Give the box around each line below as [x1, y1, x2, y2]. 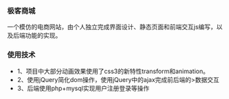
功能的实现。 [25, 31, 62, 40]
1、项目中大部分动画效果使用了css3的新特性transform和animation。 [17, 67, 210, 75]
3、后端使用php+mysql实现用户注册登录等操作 [17, 84, 150, 92]
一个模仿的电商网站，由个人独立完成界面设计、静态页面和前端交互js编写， [7, 23, 217, 31]
